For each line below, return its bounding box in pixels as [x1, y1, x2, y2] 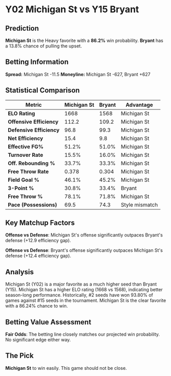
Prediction [5, 24, 39, 33]
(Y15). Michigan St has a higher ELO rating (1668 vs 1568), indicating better [5, 287, 163, 293]
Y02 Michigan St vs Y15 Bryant [5, 4, 139, 15]
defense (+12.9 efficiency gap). [5, 238, 71, 244]
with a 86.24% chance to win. [5, 303, 68, 309]
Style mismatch [120, 201, 158, 208]
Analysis [5, 267, 34, 276]
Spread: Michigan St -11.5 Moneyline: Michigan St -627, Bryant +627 [5, 71, 151, 77]
